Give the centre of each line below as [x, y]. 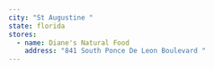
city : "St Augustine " [51, 17]
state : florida [37, 26]
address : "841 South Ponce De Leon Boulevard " [115, 51]
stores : [23, 34]
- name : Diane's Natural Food [73, 43]
